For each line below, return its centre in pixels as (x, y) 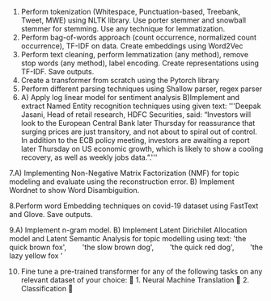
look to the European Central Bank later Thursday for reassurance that (138, 123)
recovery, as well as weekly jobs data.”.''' (89, 157)
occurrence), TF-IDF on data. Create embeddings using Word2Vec (132, 46)
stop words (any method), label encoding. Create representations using (140, 63)
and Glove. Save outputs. (51, 214)
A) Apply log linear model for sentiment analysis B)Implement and (130, 97)
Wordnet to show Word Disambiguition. (74, 190)
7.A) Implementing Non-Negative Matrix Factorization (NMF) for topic (124, 173)
